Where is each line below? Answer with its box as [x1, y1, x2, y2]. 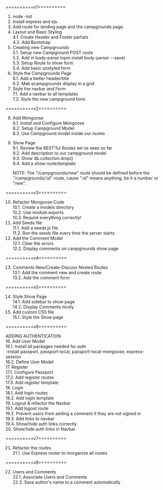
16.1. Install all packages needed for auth [5, 344, 86, 349]
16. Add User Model [5, 338, 45, 344]
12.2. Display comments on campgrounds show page [12, 245, 119, 251]
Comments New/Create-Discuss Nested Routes [12, 264, 108, 270]
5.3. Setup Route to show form [12, 60, 74, 66]
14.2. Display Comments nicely [12, 304, 74, 310]
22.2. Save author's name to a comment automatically [12, 479, 121, 485]
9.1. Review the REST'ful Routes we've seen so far [12, 145, 113, 151]
